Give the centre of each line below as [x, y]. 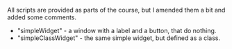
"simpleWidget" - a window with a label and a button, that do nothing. [117, 31]
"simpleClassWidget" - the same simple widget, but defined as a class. [119, 38]
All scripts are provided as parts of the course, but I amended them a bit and [116, 10]
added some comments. [42, 17]
